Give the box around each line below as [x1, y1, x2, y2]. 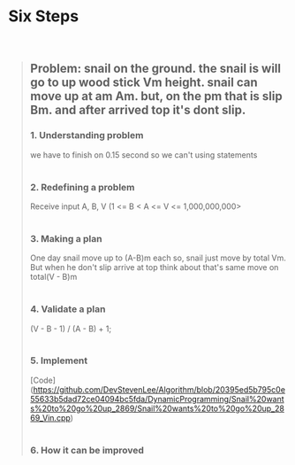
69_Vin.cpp [29, 412, 72, 422]
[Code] [29, 375, 57, 385]
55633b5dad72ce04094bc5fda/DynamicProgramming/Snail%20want [29, 393, 284, 404]
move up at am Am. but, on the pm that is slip [29, 89, 284, 104]
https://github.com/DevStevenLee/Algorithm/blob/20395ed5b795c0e [33, 384, 286, 395]
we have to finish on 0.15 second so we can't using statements [29, 149, 258, 160]
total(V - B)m [29, 272, 78, 283]
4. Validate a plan [29, 303, 106, 315]
